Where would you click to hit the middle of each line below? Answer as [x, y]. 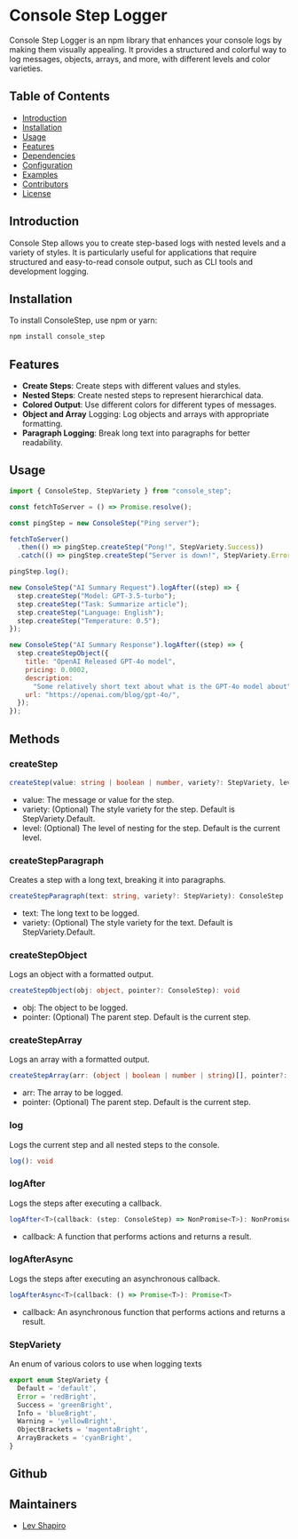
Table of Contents [60, 96]
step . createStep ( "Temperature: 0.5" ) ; [89, 621]
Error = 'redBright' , [57, 1397]
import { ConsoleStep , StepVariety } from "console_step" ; [121, 491]
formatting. [43, 424]
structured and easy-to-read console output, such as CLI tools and [131, 261]
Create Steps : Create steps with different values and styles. [131, 386]
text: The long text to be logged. [81, 913]
